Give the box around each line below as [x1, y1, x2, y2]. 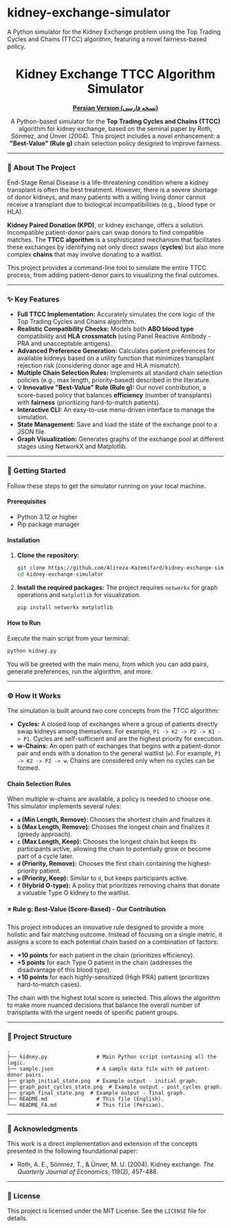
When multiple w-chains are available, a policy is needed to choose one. [7, 795, 212, 803]
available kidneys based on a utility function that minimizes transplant [16, 354, 214, 362]
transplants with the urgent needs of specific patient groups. [7, 1008, 179, 1017]
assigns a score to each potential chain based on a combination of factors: [7, 937, 219, 946]
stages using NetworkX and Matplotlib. [16, 442, 128, 450]
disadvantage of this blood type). [16, 966, 111, 974]
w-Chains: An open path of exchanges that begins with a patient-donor [16, 742, 221, 750]
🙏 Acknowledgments [7, 1124, 78, 1134]
